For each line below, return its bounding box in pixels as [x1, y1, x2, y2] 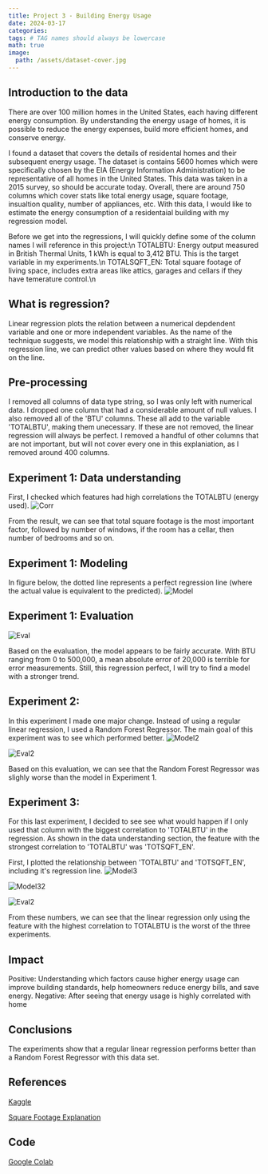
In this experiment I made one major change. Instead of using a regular [8, 716, 241, 725]
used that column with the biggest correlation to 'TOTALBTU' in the [8, 825, 229, 835]
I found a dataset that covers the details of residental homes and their [8, 148, 237, 158]
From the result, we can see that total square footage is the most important [8, 517, 254, 526]
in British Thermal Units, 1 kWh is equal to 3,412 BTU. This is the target [8, 249, 239, 258]
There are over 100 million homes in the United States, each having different [8, 107, 258, 117]
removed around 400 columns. [8, 448, 110, 457]
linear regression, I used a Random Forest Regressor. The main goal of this [8, 725, 254, 734]
